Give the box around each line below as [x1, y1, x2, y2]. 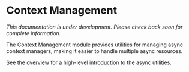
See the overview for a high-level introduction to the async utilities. [6, 59, 172, 66]
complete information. [6, 29, 61, 36]
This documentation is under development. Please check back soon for [6, 23, 183, 30]
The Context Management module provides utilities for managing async [6, 41, 183, 48]
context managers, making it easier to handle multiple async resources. [6, 47, 183, 54]
